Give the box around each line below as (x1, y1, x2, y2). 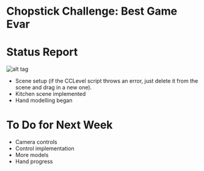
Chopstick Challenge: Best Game (6, 4, 178, 18)
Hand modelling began (15, 96, 73, 104)
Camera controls (15, 139, 57, 146)
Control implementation (15, 145, 75, 152)
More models (15, 151, 49, 159)
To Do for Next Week (6, 118, 113, 132)
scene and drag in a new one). (15, 84, 92, 91)
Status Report (6, 45, 78, 59)
